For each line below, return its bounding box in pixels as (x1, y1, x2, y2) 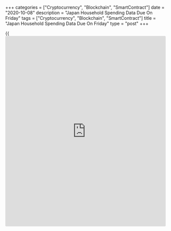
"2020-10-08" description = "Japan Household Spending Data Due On (5, 10, 153, 16)
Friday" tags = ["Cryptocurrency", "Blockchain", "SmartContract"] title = (5, 15, 156, 21)
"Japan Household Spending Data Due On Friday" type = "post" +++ (5, 20, 149, 26)
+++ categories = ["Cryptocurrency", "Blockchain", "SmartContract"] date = (5, 5, 165, 10)
